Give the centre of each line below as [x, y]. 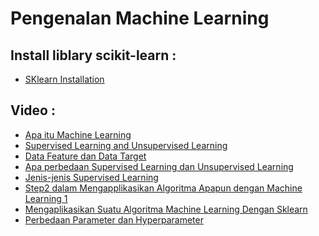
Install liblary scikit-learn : [93, 55]
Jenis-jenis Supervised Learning [91, 177]
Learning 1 [46, 198]
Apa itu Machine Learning [78, 134]
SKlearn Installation [64, 79]
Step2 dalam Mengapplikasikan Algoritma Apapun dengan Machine [163, 188]
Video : [33, 110]
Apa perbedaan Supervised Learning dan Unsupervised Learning [159, 166]
